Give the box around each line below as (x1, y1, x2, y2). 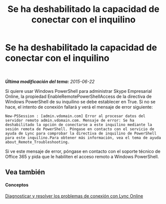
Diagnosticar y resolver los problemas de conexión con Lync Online (5, 193, 143, 199)
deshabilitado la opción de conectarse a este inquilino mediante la (5, 122, 153, 127)
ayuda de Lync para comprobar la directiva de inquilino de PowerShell (5, 131, 157, 136)
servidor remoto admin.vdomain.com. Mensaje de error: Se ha (5, 118, 135, 123)
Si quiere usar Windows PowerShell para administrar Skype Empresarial (5, 88, 152, 94)
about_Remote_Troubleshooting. (5, 139, 70, 144)
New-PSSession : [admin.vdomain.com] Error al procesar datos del (5, 113, 146, 119)
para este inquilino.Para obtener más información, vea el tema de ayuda (5, 135, 162, 140)
